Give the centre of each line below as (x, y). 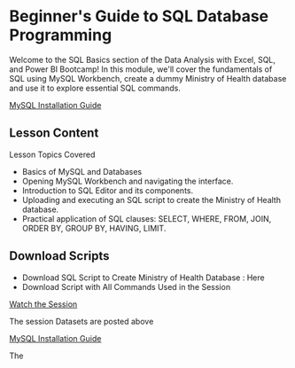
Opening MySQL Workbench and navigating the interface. (128, 181)
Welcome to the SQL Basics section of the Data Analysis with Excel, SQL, (143, 59)
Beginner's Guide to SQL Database (139, 16)
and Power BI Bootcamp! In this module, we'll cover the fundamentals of (141, 69)
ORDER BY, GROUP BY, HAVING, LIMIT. (94, 228)
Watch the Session (43, 304)
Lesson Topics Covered (52, 154)
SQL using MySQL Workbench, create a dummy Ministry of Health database (148, 78)
